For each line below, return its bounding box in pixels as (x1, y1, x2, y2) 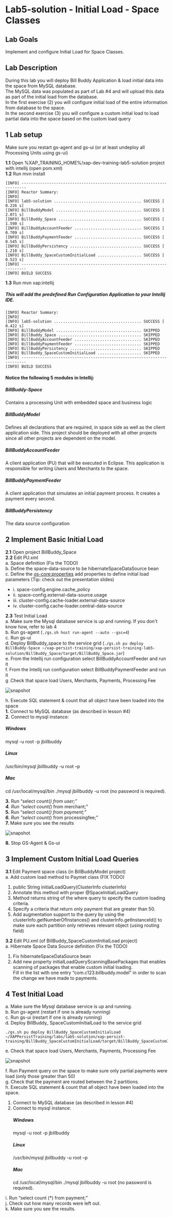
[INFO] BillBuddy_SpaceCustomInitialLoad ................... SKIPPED (5, 350, 160, 356)
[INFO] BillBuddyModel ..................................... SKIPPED (5, 328, 160, 333)
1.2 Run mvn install (5, 170, 45, 177)
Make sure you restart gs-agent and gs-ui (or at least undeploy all (5, 144, 145, 150)
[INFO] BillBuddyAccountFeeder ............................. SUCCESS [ (5, 225, 165, 231)
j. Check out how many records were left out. (5, 1201, 101, 1207)
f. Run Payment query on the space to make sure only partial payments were (5, 1068, 168, 1074)
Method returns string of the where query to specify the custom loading (12, 895, 166, 901)
